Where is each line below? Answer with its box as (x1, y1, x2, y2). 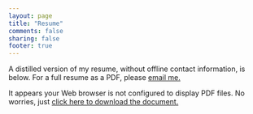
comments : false (8, 27, 63, 35)
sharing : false (8, 34, 60, 43)
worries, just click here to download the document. (8, 97, 179, 107)
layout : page (8, 11, 53, 20)
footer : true (8, 42, 53, 50)
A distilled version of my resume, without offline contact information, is (8, 64, 246, 74)
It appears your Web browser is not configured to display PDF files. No (8, 88, 246, 98)
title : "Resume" (8, 19, 63, 27)
